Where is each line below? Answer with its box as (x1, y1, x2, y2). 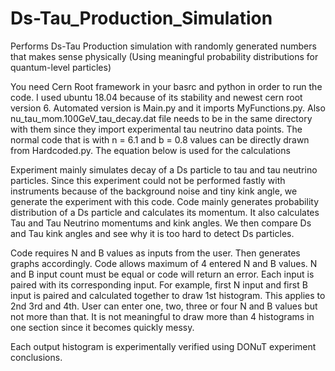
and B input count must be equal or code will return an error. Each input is (10, 268, 315, 280)
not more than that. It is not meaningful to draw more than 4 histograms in (10, 310, 315, 322)
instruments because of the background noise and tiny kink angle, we (10, 185, 298, 197)
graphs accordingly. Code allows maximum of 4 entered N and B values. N (10, 257, 318, 269)
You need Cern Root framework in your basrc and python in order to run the (10, 80, 323, 92)
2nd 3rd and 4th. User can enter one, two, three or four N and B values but (10, 300, 318, 312)
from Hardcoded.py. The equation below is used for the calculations (10, 144, 291, 156)
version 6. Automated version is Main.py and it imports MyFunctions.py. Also (10, 102, 326, 114)
